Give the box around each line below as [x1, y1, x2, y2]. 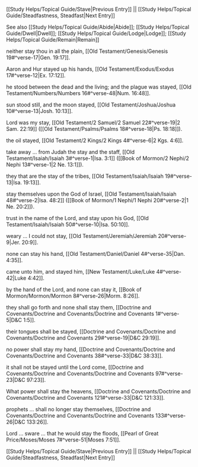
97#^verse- [155, 370, 183, 377]
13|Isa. [6, 179, 23, 186]
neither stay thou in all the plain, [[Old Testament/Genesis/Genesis [6, 48, 168, 55]
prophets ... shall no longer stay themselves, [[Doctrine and [6, 406, 151, 413]
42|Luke [6, 274, 27, 281]
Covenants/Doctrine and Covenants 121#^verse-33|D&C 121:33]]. [6, 394, 165, 401]
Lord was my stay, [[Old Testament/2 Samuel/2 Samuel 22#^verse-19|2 [6, 119, 181, 126]
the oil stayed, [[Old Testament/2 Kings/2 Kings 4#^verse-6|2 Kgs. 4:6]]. [6, 137, 184, 144]
